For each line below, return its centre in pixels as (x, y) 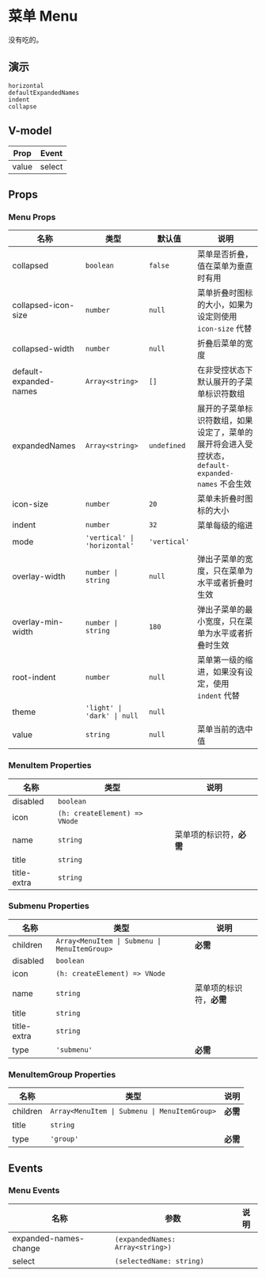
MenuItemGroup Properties (62, 1074)
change (27, 1248)
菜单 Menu (43, 16)
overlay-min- (38, 622)
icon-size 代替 (224, 329)
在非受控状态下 (225, 371)
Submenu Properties (49, 906)
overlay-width (39, 576)
